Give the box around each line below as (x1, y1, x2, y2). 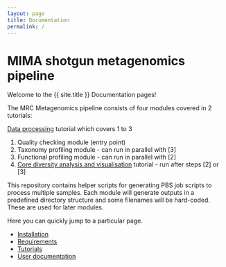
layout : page (7, 10, 45, 17)
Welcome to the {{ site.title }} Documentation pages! (7, 91, 157, 99)
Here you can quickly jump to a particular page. (7, 216, 144, 225)
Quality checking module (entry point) (17, 138, 126, 146)
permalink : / (7, 23, 45, 30)
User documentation (17, 252, 76, 261)
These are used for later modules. (7, 203, 104, 212)
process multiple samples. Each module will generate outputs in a (7, 189, 195, 197)
